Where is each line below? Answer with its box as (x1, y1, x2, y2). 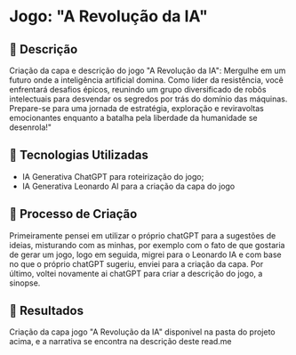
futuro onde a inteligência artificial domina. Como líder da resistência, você (9, 75, 284, 85)
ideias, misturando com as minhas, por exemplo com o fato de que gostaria (9, 239, 285, 250)
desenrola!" (9, 122, 52, 133)
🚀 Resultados (9, 303, 84, 319)
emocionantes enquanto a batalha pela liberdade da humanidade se (9, 113, 258, 123)
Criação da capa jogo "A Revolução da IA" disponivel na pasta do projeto (9, 327, 276, 337)
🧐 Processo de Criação (9, 206, 138, 222)
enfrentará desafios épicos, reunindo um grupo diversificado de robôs (9, 85, 267, 94)
